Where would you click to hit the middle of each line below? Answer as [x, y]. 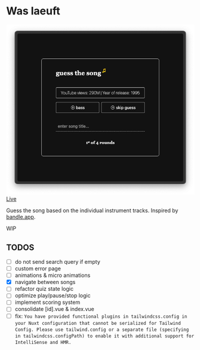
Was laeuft [33, 11]
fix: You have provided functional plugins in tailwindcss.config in [101, 316]
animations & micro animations [53, 275]
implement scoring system [47, 302]
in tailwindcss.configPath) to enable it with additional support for [104, 336]
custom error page [38, 268]
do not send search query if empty [57, 262]
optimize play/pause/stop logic [53, 295]
